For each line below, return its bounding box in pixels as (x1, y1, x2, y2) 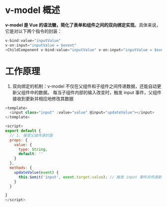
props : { (9, 137, 28, 142)
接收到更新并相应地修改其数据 (12, 96, 74, 102)
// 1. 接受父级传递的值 (9, 133, 53, 138)
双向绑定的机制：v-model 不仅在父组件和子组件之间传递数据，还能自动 (12, 83, 158, 89)
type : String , (18, 147, 48, 152)
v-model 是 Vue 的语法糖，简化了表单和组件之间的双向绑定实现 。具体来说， (5, 22, 161, 28)
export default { (5, 128, 41, 133)
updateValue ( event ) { (14, 170, 59, 175)
